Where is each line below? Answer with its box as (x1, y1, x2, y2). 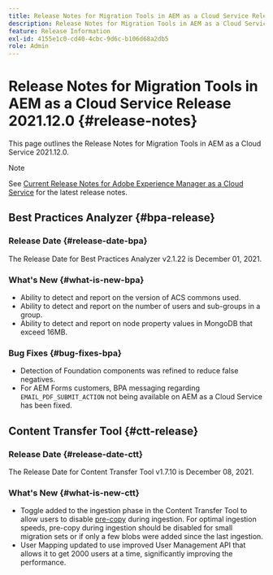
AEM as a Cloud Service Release (8, 94, 232, 113)
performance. (19, 558, 67, 568)
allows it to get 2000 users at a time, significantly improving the (19, 549, 233, 559)
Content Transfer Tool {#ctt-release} (8, 424, 199, 438)
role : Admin (8, 42, 49, 50)
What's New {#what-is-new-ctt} (8, 487, 140, 499)
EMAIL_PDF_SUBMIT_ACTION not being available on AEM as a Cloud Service (19, 392, 262, 402)
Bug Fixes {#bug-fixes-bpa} (8, 347, 122, 359)
